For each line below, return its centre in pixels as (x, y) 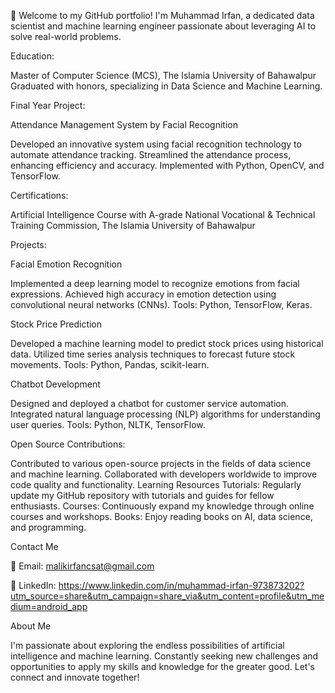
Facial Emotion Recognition (66, 264)
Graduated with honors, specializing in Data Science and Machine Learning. (166, 86)
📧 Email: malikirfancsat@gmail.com (82, 566)
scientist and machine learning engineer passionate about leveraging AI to (163, 26)
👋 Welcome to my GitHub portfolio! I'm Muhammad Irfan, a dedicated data (162, 15)
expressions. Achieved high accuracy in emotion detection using (143, 294)
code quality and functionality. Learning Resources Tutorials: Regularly (156, 484)
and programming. (48, 527)
